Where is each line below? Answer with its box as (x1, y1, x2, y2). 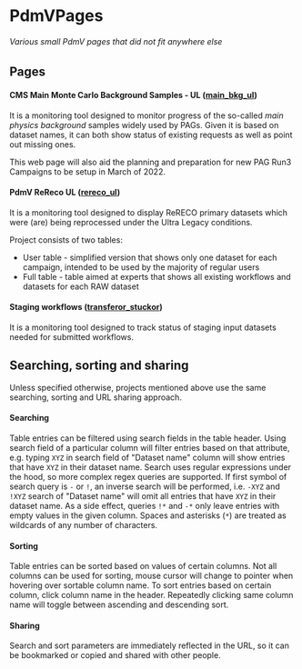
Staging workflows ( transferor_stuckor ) (9, 302, 163, 313)
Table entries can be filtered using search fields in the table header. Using (9, 433, 287, 444)
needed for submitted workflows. (9, 332, 135, 342)
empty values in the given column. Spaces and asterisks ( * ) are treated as (9, 510, 287, 521)
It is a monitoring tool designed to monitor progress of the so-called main (9, 110, 284, 121)
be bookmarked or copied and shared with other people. (9, 650, 221, 661)
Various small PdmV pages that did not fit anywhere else (9, 35, 223, 46)
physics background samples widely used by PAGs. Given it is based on (9, 119, 279, 130)
